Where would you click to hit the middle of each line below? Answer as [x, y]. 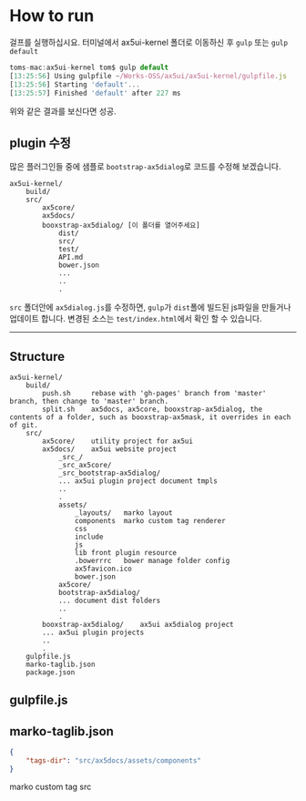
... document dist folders [109, 601]
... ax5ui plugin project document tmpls [138, 481]
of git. [24, 426]
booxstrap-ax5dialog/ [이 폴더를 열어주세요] [121, 226]
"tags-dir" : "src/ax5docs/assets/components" [114, 761]
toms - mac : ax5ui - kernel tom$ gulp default [89, 67]
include [89, 537]
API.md [71, 257]
